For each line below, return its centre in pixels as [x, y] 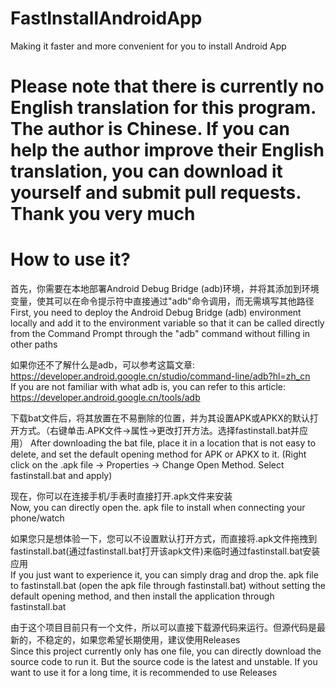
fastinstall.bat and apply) [61, 476]
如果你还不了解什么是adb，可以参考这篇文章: [103, 365]
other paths [34, 344]
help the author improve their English [167, 150]
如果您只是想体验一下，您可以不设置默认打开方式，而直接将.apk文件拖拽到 [164, 539]
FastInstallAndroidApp [106, 18]
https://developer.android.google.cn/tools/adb [105, 398]
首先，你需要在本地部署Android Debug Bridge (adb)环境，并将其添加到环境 [165, 289]
